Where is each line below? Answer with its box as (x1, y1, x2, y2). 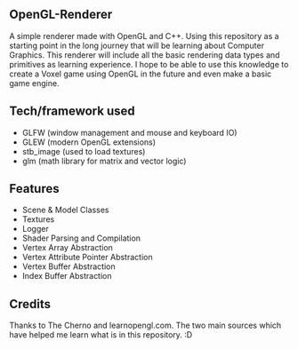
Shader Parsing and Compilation (21, 233, 141, 243)
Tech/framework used (9, 104, 135, 119)
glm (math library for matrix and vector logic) (21, 155, 187, 166)
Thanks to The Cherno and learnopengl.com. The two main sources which (9, 320, 282, 331)
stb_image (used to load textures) (21, 146, 146, 156)
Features (9, 181, 60, 196)
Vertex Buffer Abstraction (21, 261, 116, 272)
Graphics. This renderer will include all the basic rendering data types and (9, 49, 280, 60)
